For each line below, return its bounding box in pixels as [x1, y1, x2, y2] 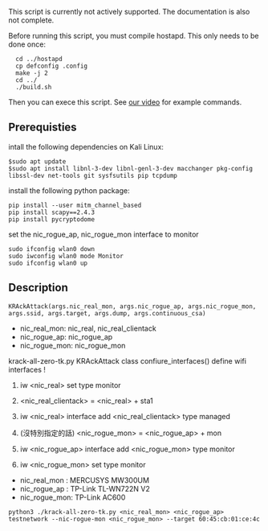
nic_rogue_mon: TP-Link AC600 [19, 492, 126, 502]
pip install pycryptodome [8, 215, 95, 224]
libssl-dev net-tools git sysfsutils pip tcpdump [8, 171, 178, 179]
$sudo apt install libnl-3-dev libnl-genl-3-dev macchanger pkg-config [8, 164, 253, 172]
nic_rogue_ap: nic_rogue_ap [19, 331, 113, 341]
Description [8, 281, 68, 294]
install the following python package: [8, 185, 130, 196]
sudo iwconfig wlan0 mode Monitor [8, 252, 124, 260]
